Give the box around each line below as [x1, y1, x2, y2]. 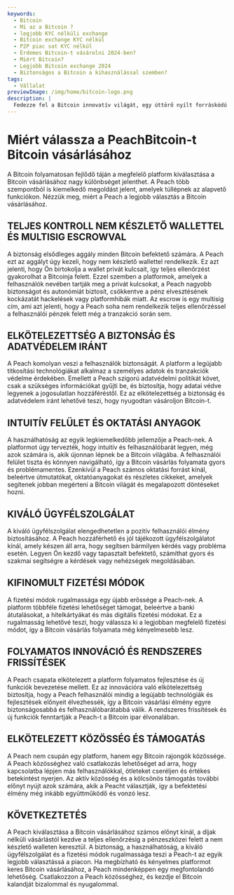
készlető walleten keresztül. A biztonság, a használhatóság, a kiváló [7, 843, 203, 851]
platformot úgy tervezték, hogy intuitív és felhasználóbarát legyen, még [7, 443, 214, 451]
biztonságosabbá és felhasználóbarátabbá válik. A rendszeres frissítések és [7, 705, 227, 713]
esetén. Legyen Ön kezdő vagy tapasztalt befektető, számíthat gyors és [7, 549, 215, 558]
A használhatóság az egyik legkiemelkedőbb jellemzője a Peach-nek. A [7, 436, 213, 444]
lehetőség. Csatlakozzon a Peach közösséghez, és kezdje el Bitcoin [7, 873, 202, 881]
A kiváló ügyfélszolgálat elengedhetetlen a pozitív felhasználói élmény [7, 527, 210, 536]
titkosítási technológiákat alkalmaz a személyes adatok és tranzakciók [7, 366, 209, 376]
